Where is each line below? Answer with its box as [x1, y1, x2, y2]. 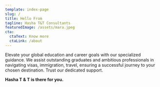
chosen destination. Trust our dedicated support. [5, 67, 103, 73]
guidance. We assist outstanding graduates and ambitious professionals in [5, 57, 154, 63]
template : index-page [5, 7, 49, 12]
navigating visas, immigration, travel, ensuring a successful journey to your [5, 62, 156, 68]
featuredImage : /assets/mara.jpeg [5, 25, 75, 30]
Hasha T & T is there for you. [5, 76, 64, 82]
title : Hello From [5, 16, 42, 21]
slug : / [5, 12, 21, 16]
